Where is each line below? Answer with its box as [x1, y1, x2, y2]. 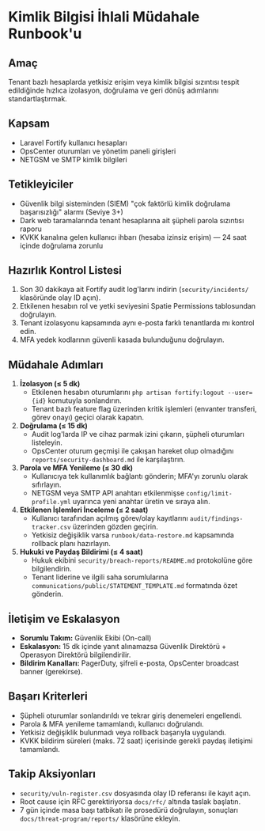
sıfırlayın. [31, 480, 62, 490]
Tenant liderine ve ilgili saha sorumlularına [31, 572, 168, 582]
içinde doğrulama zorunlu [19, 241, 104, 250]
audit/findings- [189, 515, 244, 523]
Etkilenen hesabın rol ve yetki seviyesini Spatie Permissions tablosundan [19, 302, 256, 311]
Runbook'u [8, 25, 82, 43]
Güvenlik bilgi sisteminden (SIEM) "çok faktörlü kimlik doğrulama [19, 199, 231, 208]
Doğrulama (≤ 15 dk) [19, 421, 89, 431]
